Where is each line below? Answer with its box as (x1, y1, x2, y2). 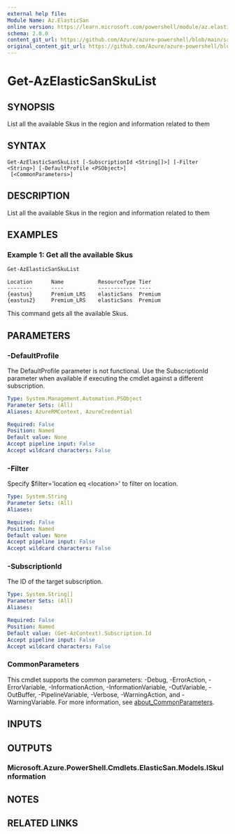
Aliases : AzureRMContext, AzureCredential (7, 408, 133, 415)
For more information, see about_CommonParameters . (58, 698, 215, 706)
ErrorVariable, (7, 682, 48, 691)
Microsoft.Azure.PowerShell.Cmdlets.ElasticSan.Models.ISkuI (7, 763, 224, 773)
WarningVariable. (7, 698, 57, 706)
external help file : (7, 10, 68, 18)
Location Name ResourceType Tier (7, 279, 152, 286)
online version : (7, 23, 55, 30)
